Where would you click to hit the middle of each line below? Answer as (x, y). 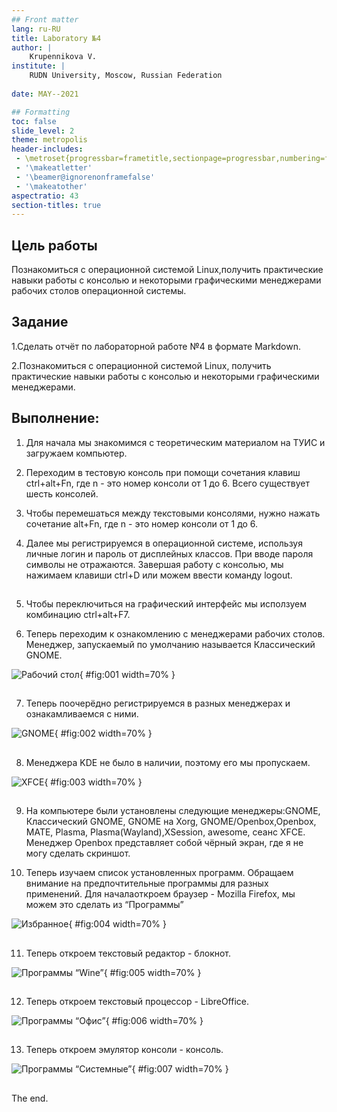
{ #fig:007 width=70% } (180, 1069)
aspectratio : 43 (45, 196)
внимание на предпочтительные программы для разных (147, 883)
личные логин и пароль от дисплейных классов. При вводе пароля (169, 553)
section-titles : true (56, 205)
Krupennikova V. (63, 57)
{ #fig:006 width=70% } (154, 1021)
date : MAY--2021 (45, 94)
